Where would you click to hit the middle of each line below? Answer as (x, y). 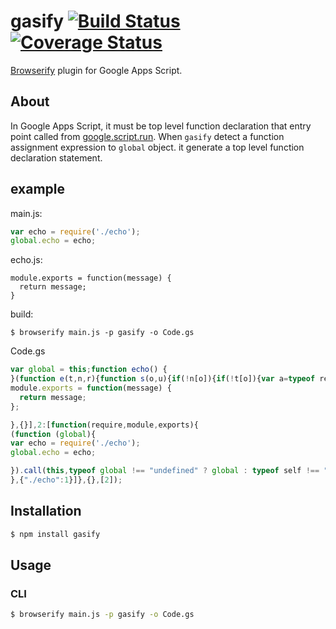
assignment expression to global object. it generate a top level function (157, 147)
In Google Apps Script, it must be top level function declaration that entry (161, 126)
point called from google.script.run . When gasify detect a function (147, 136)
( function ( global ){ (53, 434)
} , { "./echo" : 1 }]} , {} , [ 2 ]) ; (66, 480)
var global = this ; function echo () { (89, 370)
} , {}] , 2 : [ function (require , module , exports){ (104, 425)
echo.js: (26, 260)
